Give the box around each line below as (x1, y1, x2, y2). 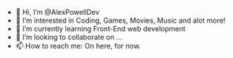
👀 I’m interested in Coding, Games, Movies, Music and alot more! (15, 16, 226, 25)
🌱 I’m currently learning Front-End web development (15, 24, 187, 33)
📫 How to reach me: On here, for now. (15, 42, 142, 50)
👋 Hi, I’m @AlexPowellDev (15, 8, 100, 16)
